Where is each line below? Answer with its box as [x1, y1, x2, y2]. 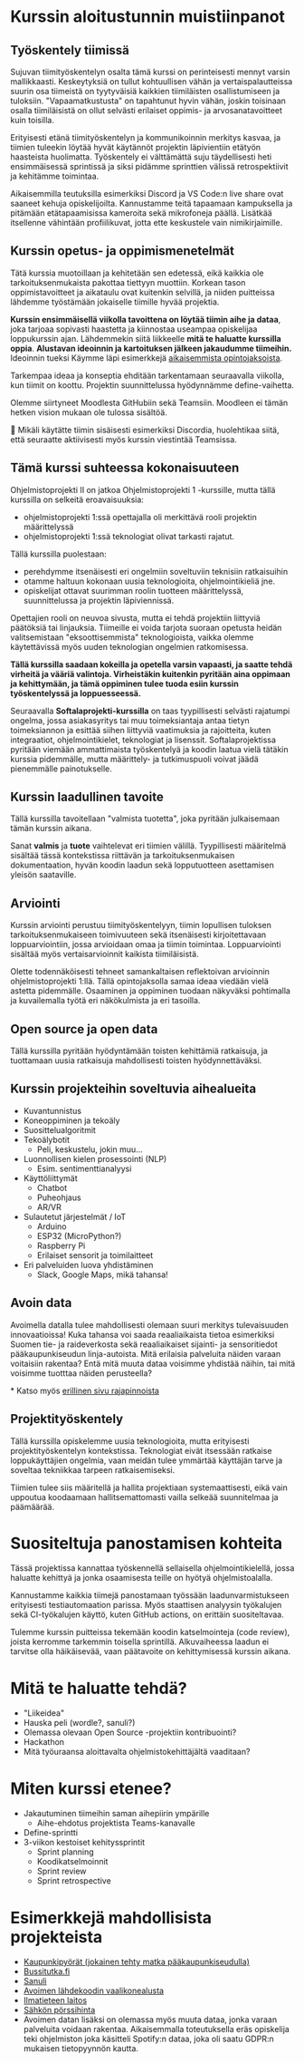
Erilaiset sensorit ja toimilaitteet [36, 1249, 154, 1261]
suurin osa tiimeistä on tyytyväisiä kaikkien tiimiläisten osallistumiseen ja [10, 86, 280, 96]
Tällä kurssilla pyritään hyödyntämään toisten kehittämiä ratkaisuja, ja [10, 1045, 268, 1057]
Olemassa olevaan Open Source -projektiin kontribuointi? [23, 1727, 237, 1738]
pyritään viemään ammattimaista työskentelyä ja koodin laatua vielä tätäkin [10, 743, 289, 754]
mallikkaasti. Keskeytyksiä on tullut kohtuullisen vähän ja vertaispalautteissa [10, 76, 293, 87]
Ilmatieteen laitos [23, 1995, 88, 2006]
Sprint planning [36, 1846, 94, 1857]
